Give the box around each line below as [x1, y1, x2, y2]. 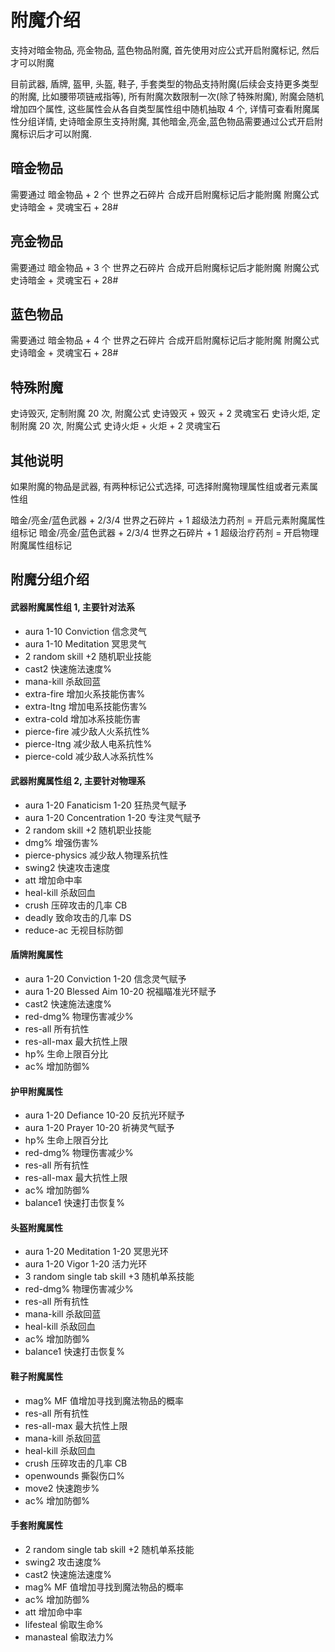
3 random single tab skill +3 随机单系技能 [24, 1271, 195, 1283]
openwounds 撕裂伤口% [24, 1469, 125, 1481]
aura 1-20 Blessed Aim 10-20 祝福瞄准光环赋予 [24, 986, 217, 997]
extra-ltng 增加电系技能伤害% [24, 700, 148, 712]
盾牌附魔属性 [10, 949, 63, 961]
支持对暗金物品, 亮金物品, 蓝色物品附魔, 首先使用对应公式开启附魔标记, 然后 [10, 44, 320, 56]
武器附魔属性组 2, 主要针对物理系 [10, 775, 146, 787]
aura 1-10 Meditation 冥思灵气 [24, 637, 147, 650]
